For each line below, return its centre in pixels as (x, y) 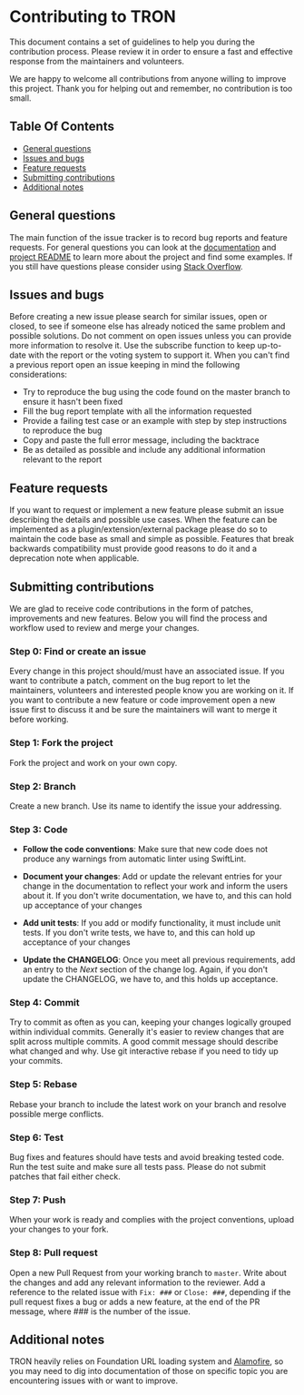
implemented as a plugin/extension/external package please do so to (138, 529)
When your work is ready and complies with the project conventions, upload (152, 1220)
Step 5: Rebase (44, 1085)
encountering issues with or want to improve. (94, 1380)
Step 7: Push (38, 1200)
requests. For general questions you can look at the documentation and (143, 247)
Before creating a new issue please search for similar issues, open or (138, 317)
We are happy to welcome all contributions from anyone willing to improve (148, 78)
